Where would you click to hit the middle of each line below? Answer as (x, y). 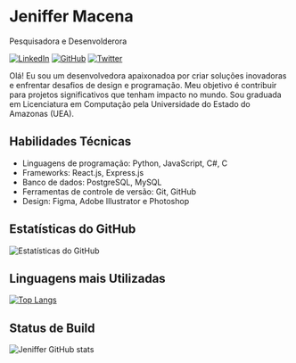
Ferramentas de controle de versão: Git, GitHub (109, 191)
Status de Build (52, 328)
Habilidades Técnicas (70, 141)
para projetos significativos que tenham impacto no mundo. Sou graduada (146, 95)
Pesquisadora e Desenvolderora (68, 41)
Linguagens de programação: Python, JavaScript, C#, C (125, 163)
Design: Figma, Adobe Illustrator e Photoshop (106, 201)
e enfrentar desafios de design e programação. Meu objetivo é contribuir (143, 85)
